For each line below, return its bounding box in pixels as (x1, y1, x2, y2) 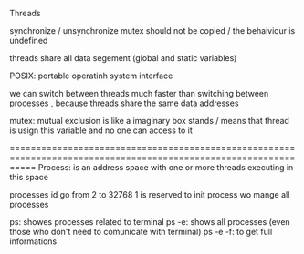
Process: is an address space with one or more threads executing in (37, 162, 294, 172)
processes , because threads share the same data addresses (9, 97, 239, 108)
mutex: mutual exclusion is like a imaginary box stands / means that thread (9, 116, 290, 126)
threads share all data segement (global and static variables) (9, 53, 237, 63)
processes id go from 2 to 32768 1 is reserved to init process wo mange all (9, 189, 290, 199)
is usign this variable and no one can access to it (9, 125, 194, 136)
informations (9, 236, 58, 247)
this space (9, 172, 48, 182)
